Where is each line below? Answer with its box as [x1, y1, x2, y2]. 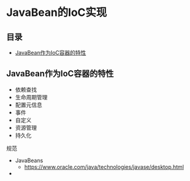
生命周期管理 [15, 93, 47, 101]
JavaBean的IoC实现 [6, 5, 107, 20]
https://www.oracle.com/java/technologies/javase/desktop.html [24, 163, 185, 171]
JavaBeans [15, 157, 44, 164]
